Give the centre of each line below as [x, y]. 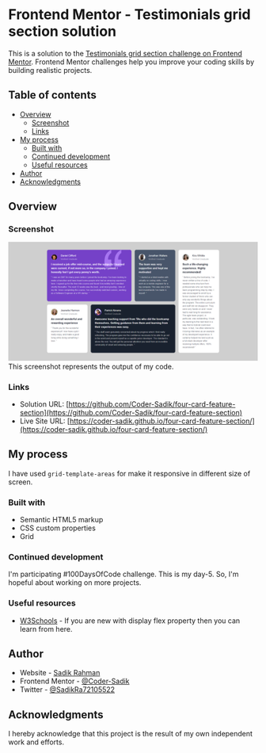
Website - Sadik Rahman [60, 673]
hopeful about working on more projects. [75, 583]
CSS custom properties [58, 528]
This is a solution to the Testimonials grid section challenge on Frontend [125, 53]
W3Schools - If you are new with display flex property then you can [130, 621]
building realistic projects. [50, 70]
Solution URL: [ [44, 404]
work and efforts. [36, 742]
